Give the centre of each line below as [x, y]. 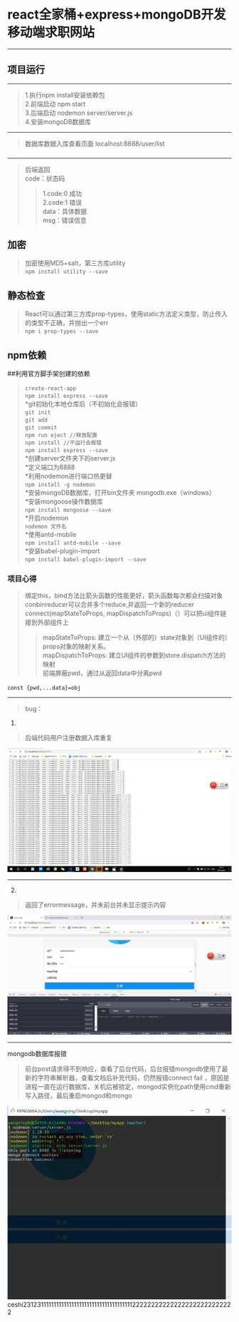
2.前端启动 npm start [55, 103]
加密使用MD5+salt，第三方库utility [75, 263]
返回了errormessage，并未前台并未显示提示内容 [95, 905]
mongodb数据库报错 [37, 1053]
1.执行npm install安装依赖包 [65, 95]
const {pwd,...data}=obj [44, 688]
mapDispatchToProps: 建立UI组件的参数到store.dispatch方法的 [134, 655]
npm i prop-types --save [62, 332]
